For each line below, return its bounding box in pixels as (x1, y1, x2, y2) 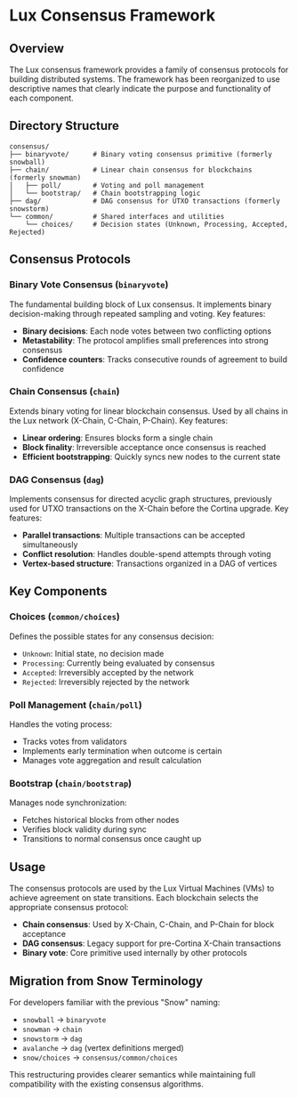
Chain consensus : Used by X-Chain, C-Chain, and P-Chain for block (21, 919, 275, 930)
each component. (9, 93, 74, 103)
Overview (9, 41, 65, 56)
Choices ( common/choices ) (9, 610, 120, 623)
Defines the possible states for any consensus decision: (9, 631, 214, 642)
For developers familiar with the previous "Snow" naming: (9, 997, 221, 1007)
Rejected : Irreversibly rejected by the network (21, 676, 189, 687)
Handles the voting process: (9, 719, 113, 730)
